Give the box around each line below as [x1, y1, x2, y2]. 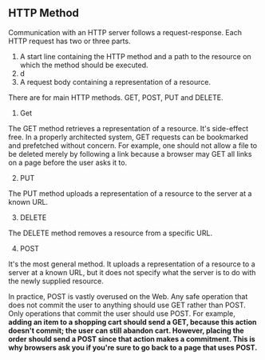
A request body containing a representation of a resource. [19, 77, 212, 86]
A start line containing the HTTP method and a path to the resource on [19, 51, 251, 61]
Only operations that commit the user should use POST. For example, [8, 308, 235, 318]
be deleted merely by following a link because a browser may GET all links [8, 149, 252, 158]
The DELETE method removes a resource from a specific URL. [8, 228, 213, 238]
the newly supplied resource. [8, 276, 104, 286]
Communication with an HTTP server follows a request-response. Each [8, 27, 242, 37]
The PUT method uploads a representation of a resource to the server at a [8, 188, 252, 198]
